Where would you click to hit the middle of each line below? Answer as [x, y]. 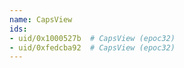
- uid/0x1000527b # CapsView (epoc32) [92, 38]
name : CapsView [41, 19]
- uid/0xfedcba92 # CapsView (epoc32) [92, 47]
